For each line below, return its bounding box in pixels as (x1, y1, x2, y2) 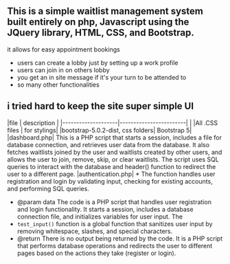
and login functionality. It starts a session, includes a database (16, 205, 194, 213)
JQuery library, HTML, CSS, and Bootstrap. (7, 27, 194, 38)
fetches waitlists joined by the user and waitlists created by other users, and (7, 148, 222, 156)
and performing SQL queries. (7, 184, 89, 192)
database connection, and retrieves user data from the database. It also (7, 140, 210, 148)
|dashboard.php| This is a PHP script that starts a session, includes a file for (7, 133, 222, 142)
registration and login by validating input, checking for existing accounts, (7, 177, 213, 185)
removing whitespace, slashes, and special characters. (16, 227, 173, 235)
